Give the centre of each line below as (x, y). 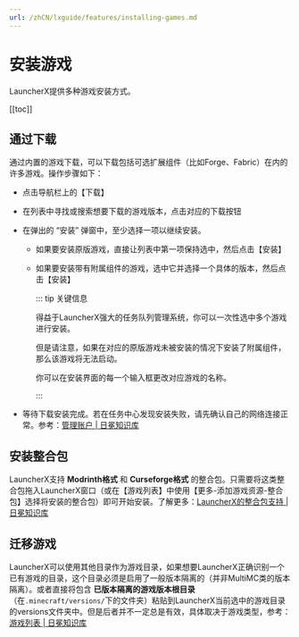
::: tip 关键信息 (62, 298)
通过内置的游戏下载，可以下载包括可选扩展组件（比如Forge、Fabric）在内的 (149, 163)
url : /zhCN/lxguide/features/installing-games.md (104, 17)
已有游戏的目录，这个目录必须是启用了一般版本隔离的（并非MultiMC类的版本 (150, 578)
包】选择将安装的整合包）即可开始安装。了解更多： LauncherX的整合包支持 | (149, 502)
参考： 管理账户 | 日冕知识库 (89, 425)
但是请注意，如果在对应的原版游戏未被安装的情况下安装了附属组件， (161, 348)
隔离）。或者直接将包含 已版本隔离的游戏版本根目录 (102, 589)
